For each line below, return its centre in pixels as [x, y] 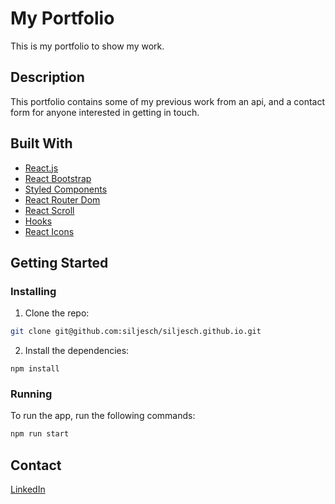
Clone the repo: [57, 313]
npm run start [40, 434]
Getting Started [59, 262]
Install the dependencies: [77, 351]
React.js [41, 168]
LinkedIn [28, 489]
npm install [35, 369]
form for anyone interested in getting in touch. [105, 112]
